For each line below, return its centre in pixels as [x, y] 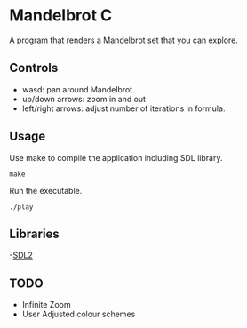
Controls [34, 68]
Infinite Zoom [46, 305]
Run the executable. [46, 190]
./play [21, 207]
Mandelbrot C [61, 16]
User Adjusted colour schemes [79, 314]
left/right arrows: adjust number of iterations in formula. [123, 108]
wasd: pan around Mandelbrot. [78, 89]
